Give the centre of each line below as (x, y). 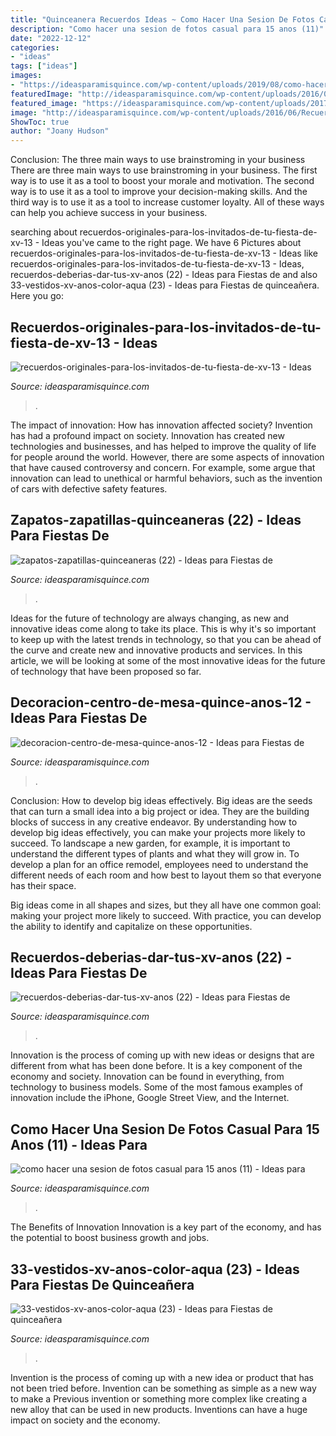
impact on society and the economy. (85, 1420)
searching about (44, 232)
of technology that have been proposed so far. (106, 671)
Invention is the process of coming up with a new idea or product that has (162, 1377)
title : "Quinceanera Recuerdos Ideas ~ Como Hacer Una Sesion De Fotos (162, 19)
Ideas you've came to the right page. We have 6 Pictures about (171, 243)
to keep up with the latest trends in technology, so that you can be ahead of (166, 639)
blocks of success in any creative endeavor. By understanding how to (154, 822)
